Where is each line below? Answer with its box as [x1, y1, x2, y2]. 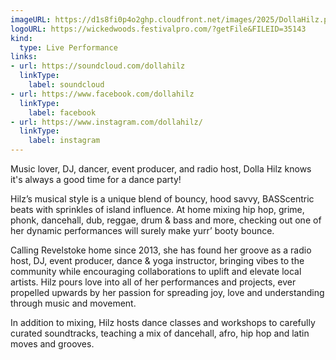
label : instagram [28, 136, 101, 146]
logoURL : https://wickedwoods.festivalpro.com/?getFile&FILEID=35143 [10, 24, 307, 34]
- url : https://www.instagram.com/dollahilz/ [10, 117, 203, 127]
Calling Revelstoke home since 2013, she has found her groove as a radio [10, 244, 312, 256]
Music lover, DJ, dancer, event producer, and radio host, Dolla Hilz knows [10, 163, 312, 175]
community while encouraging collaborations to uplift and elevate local [10, 266, 302, 277]
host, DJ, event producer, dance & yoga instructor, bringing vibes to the [10, 255, 305, 266]
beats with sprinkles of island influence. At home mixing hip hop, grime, [10, 204, 305, 215]
